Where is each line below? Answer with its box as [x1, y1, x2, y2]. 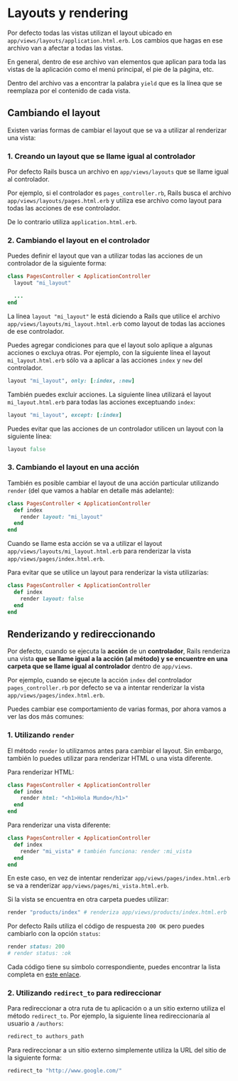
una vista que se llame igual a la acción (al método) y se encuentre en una [7, 655, 228, 663]
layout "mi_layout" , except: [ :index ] [7, 411, 122, 418]
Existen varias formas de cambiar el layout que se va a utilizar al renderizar [7, 126, 227, 135]
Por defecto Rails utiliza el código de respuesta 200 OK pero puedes [7, 922, 205, 930]
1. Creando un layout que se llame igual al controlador [7, 151, 196, 161]
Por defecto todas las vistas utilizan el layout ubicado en [7, 28, 173, 37]
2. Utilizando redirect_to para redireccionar [7, 988, 162, 998]
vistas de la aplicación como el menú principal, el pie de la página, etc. [7, 65, 215, 73]
